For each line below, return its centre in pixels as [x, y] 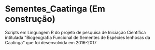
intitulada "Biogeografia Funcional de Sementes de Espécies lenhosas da [78, 37]
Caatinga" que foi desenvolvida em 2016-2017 [51, 42]
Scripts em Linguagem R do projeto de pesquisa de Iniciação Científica [76, 32]
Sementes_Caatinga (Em [55, 9]
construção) [30, 19]
